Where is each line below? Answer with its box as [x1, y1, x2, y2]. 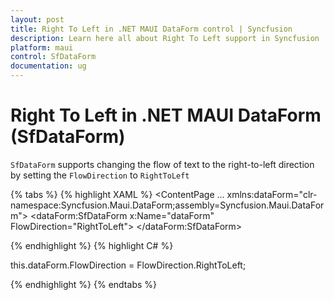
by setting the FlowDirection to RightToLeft [10, 169, 190, 181]
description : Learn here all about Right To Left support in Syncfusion [10, 33, 320, 43]
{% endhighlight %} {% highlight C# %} [10, 239, 174, 251]
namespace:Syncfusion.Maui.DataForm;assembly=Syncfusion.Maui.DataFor [10, 199, 325, 211]
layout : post [10, 14, 65, 25]
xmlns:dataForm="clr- [226, 188, 318, 200]
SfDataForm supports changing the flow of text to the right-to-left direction [10, 158, 315, 170]
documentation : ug [10, 61, 87, 71]
